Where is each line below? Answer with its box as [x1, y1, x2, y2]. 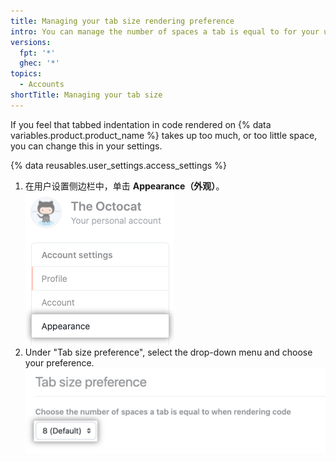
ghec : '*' [19, 58, 60, 69]
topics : [10, 69, 43, 79]
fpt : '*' [19, 48, 56, 58]
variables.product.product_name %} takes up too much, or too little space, [10, 129, 318, 141]
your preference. [24, 356, 95, 369]
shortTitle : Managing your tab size [10, 90, 163, 100]
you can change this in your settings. [10, 140, 163, 152]
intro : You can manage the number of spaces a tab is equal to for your [10, 26, 320, 37]
